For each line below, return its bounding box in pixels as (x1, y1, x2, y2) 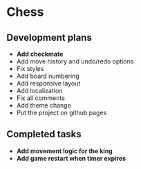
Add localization (16, 87, 63, 95)
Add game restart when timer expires (16, 154, 126, 162)
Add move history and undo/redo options (16, 57, 134, 66)
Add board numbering (16, 72, 80, 80)
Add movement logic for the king (16, 146, 113, 155)
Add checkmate (16, 50, 64, 58)
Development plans (6, 32, 93, 43)
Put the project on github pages (16, 108, 107, 117)
